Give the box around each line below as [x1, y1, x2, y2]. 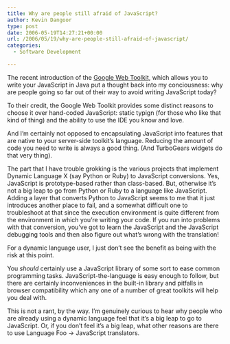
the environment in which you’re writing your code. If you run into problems [7, 215, 220, 224]
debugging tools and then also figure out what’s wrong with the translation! [7, 230, 220, 238]
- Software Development [13, 49, 81, 56]
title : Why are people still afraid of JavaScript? [7, 10, 158, 17]
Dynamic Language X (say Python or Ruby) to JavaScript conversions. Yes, [7, 171, 220, 180]
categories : [7, 42, 41, 49]
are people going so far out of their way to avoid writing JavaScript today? [7, 87, 217, 96]
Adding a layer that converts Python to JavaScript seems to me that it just [7, 193, 216, 202]
